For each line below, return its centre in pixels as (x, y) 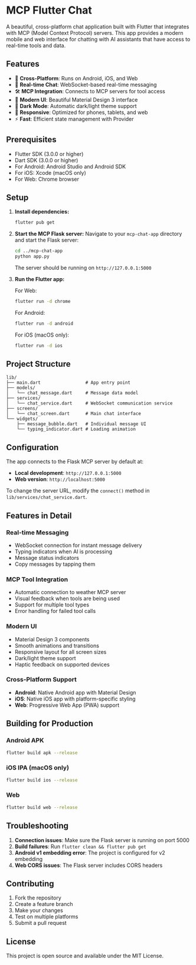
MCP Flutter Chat (49, 10)
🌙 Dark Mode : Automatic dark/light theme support (76, 106)
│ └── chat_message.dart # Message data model (72, 393)
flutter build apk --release (42, 753)
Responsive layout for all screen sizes (61, 652)
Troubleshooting (37, 826)
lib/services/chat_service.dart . (47, 497)
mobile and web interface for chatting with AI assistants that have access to (98, 39)
